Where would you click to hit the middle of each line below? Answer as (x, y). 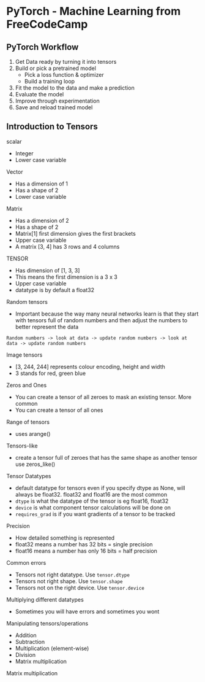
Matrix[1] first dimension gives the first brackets (75, 233)
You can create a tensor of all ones (59, 410)
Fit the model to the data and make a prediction (75, 88)
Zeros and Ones (27, 385)
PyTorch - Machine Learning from (94, 11)
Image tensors (24, 355)
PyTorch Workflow (43, 47)
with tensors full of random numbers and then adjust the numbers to (101, 320)
